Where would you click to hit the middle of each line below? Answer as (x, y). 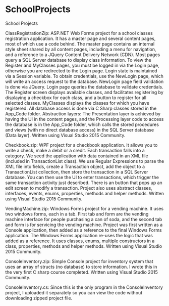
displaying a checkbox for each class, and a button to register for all (76, 98)
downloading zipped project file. (39, 298)
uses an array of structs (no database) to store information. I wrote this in (81, 267)
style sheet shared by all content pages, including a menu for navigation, (81, 49)
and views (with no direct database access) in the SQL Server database (80, 129)
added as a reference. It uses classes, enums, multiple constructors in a (80, 241)
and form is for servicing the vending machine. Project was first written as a (84, 225)
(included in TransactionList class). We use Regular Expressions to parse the (85, 161)
